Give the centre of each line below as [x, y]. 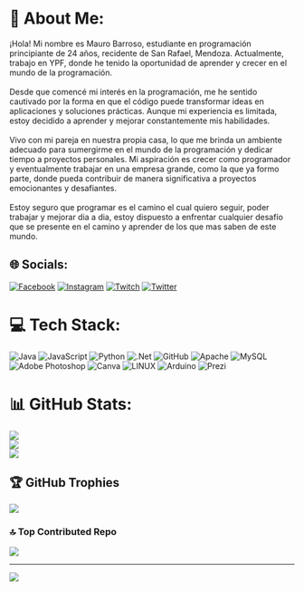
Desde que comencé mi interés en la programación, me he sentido [133, 92]
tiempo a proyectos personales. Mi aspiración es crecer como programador [150, 159]
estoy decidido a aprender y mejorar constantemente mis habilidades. [140, 121]
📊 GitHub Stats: [71, 404]
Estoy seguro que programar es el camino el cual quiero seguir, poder [139, 207]
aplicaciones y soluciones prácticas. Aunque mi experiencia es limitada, [143, 111]
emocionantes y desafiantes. [63, 188]
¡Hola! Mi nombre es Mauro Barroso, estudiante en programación [130, 44]
